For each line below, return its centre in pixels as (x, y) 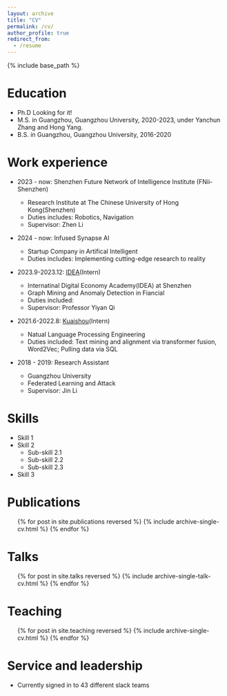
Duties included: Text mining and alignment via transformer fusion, (122, 341)
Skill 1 (25, 437)
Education (37, 93)
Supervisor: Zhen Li (56, 224)
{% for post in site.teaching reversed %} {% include (91, 630)
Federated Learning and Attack (71, 383)
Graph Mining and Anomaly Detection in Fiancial (96, 293)
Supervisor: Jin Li (52, 390)
